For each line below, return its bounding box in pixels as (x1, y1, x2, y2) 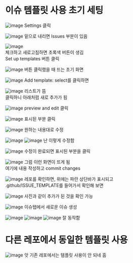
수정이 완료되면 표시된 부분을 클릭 (24, 148, 91, 154)
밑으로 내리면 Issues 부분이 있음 (24, 33, 88, 39)
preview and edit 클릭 (24, 105, 69, 111)
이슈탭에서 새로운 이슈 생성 (24, 204, 77, 210)
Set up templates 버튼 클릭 (5, 55, 60, 61)
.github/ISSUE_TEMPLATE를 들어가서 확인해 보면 (5, 182, 104, 188)
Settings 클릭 (24, 22, 51, 28)
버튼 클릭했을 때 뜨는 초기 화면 (24, 66, 84, 72)
